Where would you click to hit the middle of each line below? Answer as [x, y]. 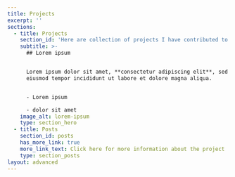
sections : [22, 27]
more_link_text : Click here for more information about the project [122, 149]
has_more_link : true [50, 143]
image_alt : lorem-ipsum [55, 117]
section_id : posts [47, 136]
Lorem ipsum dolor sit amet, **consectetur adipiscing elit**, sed [127, 72]
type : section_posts [50, 155]
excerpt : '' [25, 20]
